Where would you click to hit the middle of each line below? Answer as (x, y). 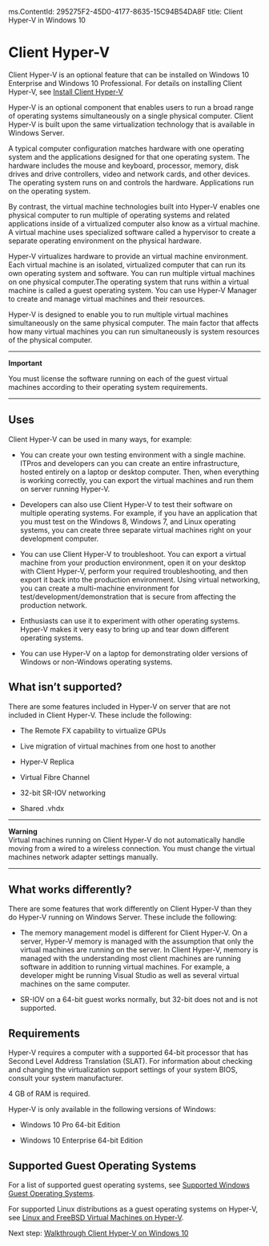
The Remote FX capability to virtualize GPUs (93, 730)
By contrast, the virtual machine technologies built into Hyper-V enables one (134, 206)
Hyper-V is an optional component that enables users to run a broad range (131, 107)
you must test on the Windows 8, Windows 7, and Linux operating (128, 522)
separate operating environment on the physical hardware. (105, 241)
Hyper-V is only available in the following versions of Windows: (112, 1110)
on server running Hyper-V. (65, 489)
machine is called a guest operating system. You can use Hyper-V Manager (133, 290)
